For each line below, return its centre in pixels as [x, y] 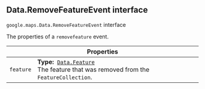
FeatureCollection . [65, 77]
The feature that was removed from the [93, 69]
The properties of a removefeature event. [57, 37]
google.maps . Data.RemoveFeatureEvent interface [66, 24]
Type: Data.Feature [66, 62]
